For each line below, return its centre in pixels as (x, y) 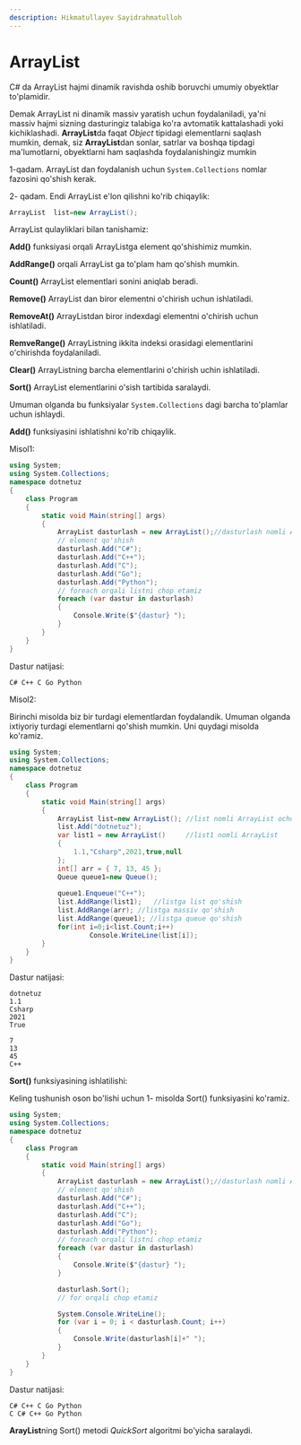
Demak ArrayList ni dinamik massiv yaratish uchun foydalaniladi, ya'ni (138, 114)
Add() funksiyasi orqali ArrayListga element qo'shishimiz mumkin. (131, 247)
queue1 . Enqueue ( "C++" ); (101, 894)
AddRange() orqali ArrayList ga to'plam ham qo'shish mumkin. (125, 264)
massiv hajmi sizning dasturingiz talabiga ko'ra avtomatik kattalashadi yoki (146, 123)
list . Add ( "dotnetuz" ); (99, 827)
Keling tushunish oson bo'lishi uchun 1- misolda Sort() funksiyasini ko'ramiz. (150, 1098)
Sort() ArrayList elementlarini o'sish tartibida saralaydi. (110, 387)
